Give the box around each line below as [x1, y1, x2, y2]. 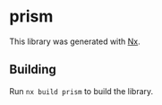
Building [9, 62, 56, 77]
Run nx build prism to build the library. [9, 85, 154, 96]
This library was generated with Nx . [9, 36, 141, 47]
